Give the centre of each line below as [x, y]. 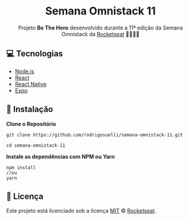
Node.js [25, 71]
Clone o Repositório [31, 124]
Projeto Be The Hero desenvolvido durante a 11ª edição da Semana [100, 28]
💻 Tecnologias [35, 54]
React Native [31, 84]
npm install [21, 167]
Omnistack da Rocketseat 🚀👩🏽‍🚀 [100, 34]
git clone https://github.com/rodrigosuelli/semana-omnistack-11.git [95, 135]
